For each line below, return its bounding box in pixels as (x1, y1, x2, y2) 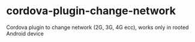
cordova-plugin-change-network (6, 4, 176, 18)
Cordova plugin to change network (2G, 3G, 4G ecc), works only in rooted (6, 24, 189, 31)
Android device (6, 30, 44, 37)
